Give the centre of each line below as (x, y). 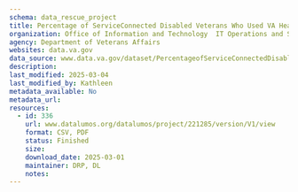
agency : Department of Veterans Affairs (85, 42)
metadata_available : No (53, 91)
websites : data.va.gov (51, 50)
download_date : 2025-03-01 (75, 157)
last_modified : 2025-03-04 (59, 75)
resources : (29, 108)
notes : (37, 173)
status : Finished (57, 141)
